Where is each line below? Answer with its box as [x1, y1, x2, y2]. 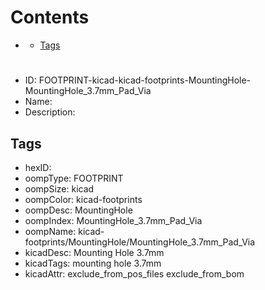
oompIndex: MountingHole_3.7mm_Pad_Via [24, 214, 203, 226]
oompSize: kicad [24, 182, 95, 195]
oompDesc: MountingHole [24, 204, 133, 216]
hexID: [24, 161, 52, 173]
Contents [10, 6, 90, 29]
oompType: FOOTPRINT [24, 172, 124, 184]
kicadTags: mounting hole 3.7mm [24, 257, 162, 269]
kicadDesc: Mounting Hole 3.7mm [24, 246, 165, 258]
